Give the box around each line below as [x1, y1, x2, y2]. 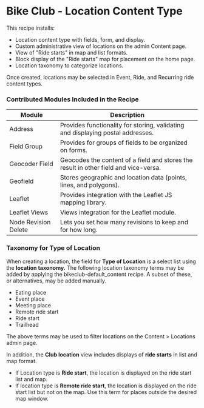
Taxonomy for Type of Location [6, 244, 101, 252]
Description [110, 111, 145, 119]
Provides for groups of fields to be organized [59, 138, 188, 147]
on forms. [59, 146, 88, 155]
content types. [6, 80, 42, 87]
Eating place [15, 289, 47, 296]
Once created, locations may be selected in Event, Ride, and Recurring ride [6, 73, 194, 81]
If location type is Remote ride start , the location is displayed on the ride [15, 382, 197, 389]
